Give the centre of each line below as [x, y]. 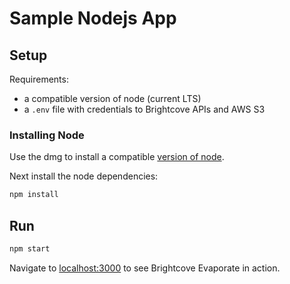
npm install [34, 195]
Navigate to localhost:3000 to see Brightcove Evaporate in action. [145, 268]
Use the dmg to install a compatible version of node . [117, 157]
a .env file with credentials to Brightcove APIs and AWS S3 [144, 109]
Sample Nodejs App [93, 18]
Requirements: [39, 79]
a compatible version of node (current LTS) [112, 98]
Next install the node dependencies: [84, 176]
